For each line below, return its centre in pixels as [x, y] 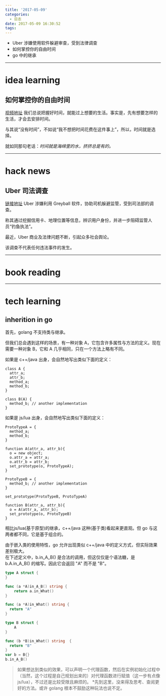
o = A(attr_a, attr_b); [34, 510]
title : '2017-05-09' [26, 10]
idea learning [33, 80]
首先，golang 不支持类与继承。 [37, 332]
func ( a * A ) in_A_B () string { [36, 586]
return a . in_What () [34, 591]
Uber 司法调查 [27, 191]
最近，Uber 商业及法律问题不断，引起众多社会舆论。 [59, 237]
